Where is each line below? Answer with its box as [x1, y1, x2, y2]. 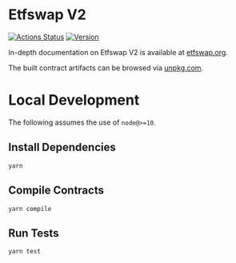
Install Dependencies [8, 141, 116, 154]
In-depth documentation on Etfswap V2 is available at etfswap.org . [8, 47, 228, 57]
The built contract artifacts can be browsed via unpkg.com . [8, 62, 204, 73]
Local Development [8, 91, 140, 110]
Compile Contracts [8, 184, 104, 197]
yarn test [8, 248, 42, 256]
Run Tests [8, 226, 59, 240]
